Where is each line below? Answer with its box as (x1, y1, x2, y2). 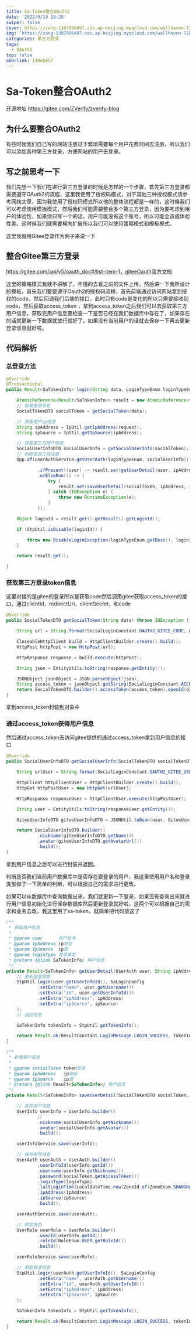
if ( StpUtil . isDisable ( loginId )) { (16, 526, 103, 532)
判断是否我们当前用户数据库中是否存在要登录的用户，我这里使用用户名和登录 (6, 873, 190, 880)
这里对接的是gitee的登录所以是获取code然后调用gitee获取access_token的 (6, 593, 183, 600)
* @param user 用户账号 (8, 935, 76, 941)
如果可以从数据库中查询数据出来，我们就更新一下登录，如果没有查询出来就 (6, 893, 185, 900)
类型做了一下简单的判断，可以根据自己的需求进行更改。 (6, 880, 139, 887)
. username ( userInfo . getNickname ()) (37, 1167, 124, 1174)
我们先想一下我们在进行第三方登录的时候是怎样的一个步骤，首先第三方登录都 (6, 183, 190, 190)
